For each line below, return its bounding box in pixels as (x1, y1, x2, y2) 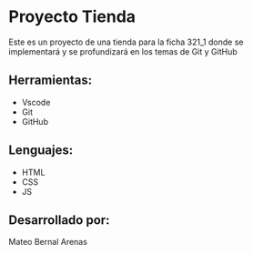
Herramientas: (8, 73, 93, 88)
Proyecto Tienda (8, 6, 137, 27)
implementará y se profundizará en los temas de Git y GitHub (8, 46, 238, 56)
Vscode (21, 97, 51, 107)
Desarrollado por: (8, 212, 110, 228)
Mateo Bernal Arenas (8, 237, 88, 248)
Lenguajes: (8, 143, 74, 158)
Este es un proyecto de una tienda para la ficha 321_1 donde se (8, 36, 244, 47)
